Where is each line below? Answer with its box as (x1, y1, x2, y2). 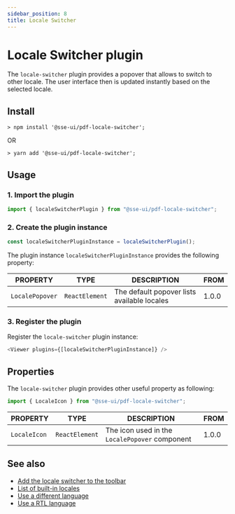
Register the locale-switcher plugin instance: (7, 332, 138, 341)
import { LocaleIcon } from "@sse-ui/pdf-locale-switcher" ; (7, 398, 187, 405)
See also (7, 458, 45, 470)
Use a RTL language (17, 499, 76, 507)
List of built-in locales (17, 484, 80, 492)
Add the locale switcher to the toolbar (17, 476, 127, 485)
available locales (114, 295, 169, 305)
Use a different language (17, 492, 90, 500)
